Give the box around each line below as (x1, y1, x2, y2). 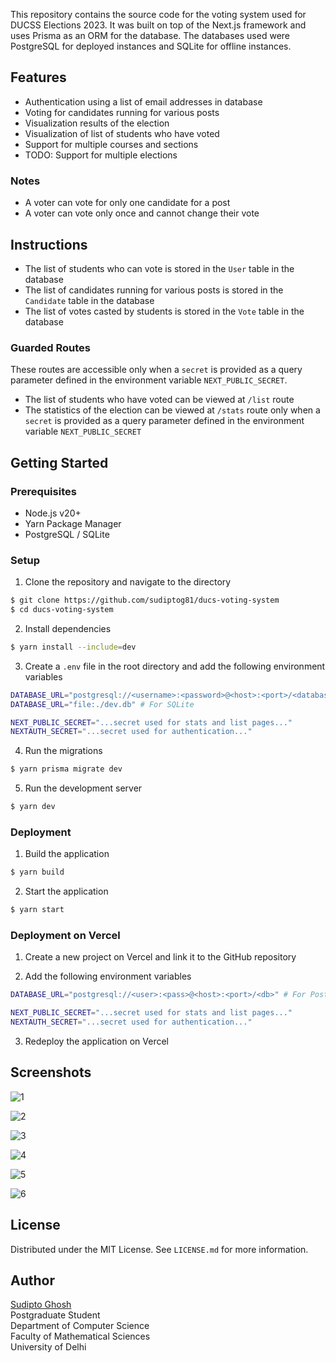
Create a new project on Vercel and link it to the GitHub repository (24, 951, 297, 963)
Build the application (24, 848, 110, 860)
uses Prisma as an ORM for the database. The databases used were (10, 30, 290, 41)
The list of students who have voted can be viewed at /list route (24, 394, 295, 406)
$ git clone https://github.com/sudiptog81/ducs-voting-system (10, 595, 280, 606)
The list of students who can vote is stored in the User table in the (24, 262, 295, 274)
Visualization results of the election (24, 117, 170, 129)
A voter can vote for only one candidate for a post (24, 197, 231, 209)
